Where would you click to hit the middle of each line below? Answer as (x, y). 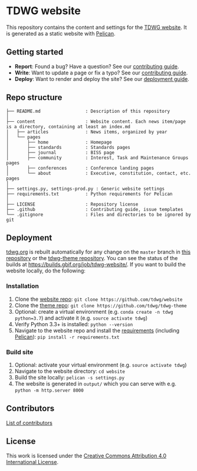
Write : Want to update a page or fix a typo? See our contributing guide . (101, 73)
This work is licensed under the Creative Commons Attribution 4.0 (86, 456)
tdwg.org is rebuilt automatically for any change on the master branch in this (98, 252)
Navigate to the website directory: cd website (70, 371)
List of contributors (29, 423)
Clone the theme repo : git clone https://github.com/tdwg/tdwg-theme (101, 305)
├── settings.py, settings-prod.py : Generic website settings (86, 189)
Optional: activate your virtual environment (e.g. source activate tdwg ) (101, 365)
